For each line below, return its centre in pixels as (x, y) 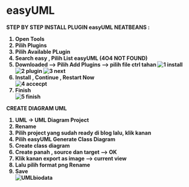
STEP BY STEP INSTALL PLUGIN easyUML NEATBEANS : (78, 27)
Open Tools (30, 39)
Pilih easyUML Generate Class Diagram (65, 139)
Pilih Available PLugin (43, 51)
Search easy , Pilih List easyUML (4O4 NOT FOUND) (81, 58)
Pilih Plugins (31, 45)
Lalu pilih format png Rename (53, 165)
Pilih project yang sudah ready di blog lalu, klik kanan (83, 133)
